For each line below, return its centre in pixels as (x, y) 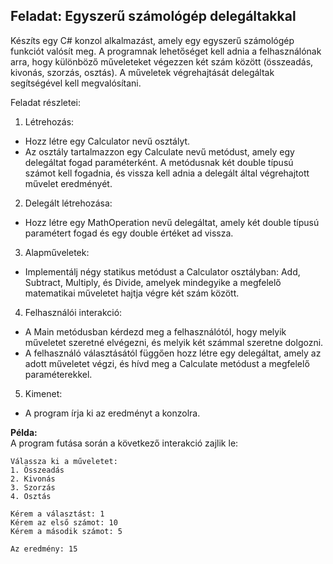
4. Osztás (31, 496)
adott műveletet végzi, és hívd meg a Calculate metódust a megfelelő (167, 363)
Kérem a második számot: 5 (66, 531)
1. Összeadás (37, 470)
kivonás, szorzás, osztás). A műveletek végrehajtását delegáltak (142, 72)
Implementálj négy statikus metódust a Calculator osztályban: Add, (162, 271)
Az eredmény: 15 (44, 549)
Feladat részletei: (45, 102)
